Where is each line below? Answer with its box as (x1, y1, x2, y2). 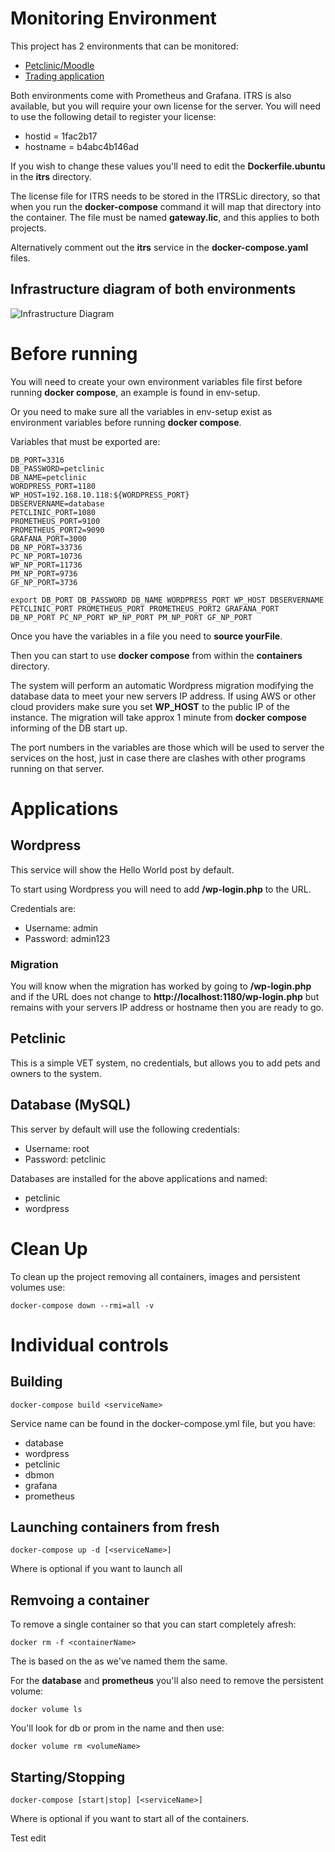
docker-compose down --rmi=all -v (10, 1300, 155, 1311)
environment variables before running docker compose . (10, 416, 242, 428)
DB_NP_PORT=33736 (10, 542, 83, 552)
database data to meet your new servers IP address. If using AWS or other (10, 690, 317, 702)
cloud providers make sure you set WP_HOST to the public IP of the (10, 700, 290, 712)
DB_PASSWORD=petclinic (10, 463, 105, 474)
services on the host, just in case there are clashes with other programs (10, 752, 306, 764)
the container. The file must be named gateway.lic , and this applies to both (10, 211, 320, 223)
